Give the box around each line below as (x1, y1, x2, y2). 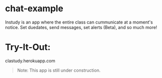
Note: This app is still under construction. (17, 67, 101, 73)
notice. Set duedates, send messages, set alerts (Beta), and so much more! (5, 24, 158, 30)
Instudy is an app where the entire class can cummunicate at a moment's (5, 19, 153, 25)
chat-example (5, 3, 64, 14)
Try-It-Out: (5, 42, 51, 53)
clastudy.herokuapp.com (5, 57, 55, 64)
